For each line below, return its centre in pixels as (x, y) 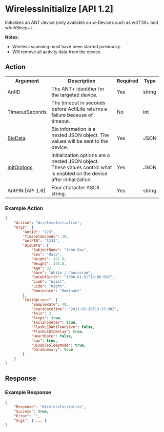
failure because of (72, 115)
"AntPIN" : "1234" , (41, 241)
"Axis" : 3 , (42, 314)
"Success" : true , (31, 412)
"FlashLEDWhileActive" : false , (63, 327)
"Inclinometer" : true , (54, 323)
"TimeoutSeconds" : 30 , (46, 236)
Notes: (12, 37)
